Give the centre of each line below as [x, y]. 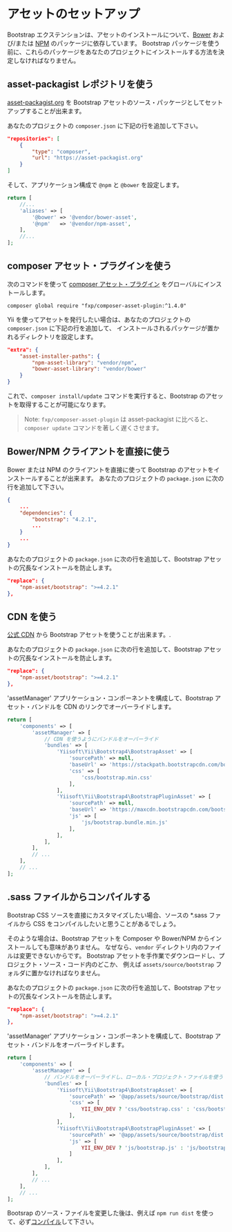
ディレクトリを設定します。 [58, 336]
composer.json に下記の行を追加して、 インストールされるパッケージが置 [110, 328]
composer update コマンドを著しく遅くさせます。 [93, 428]
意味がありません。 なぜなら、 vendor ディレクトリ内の [126, 947]
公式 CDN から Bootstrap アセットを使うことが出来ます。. [89, 635]
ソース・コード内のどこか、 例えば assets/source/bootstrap [129, 964]
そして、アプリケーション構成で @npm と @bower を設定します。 [95, 185]
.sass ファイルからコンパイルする [79, 897]
